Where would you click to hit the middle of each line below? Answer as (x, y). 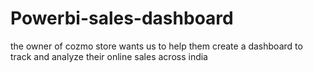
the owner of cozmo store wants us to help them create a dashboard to (156, 46)
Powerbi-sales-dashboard (122, 18)
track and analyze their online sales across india (109, 56)
